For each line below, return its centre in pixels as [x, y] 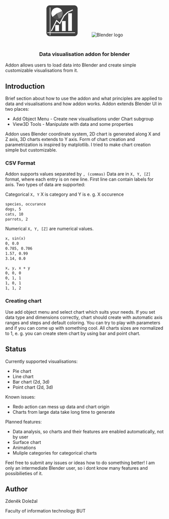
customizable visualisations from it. [42, 70]
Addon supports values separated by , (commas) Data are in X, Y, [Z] [78, 174]
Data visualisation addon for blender [84, 54]
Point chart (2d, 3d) [33, 387]
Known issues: [20, 397]
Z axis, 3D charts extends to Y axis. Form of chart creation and [70, 139]
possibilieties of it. [24, 473]
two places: [17, 109]
